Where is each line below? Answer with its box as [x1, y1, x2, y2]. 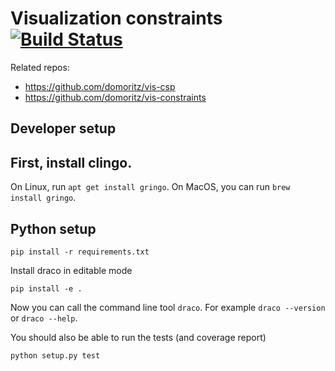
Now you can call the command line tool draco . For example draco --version [10, 301, 326, 313]
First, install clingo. [10, 154, 133, 171]
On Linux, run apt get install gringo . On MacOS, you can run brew [10, 181, 291, 193]
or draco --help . [10, 312, 78, 324]
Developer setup [10, 120, 117, 137]
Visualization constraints [10, 7, 223, 30]
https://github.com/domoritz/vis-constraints [24, 91, 207, 103]
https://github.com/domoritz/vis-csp [24, 80, 176, 92]
